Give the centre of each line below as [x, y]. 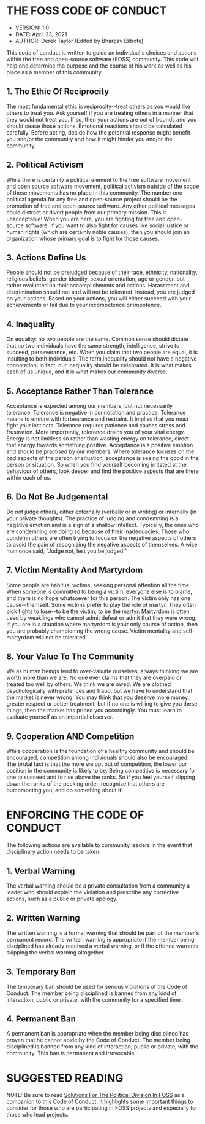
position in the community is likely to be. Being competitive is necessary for [102, 771]
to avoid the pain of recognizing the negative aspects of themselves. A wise [102, 544]
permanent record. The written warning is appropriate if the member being [100, 939]
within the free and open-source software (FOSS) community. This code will [102, 59]
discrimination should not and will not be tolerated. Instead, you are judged [101, 292]
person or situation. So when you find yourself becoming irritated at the [96, 465]
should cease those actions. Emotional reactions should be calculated [94, 126]
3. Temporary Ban [41, 972]
